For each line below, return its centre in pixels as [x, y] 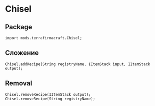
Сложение [22, 53]
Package [19, 27]
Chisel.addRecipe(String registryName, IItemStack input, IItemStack [78, 64]
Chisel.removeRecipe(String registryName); [50, 99]
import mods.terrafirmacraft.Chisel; [44, 38]
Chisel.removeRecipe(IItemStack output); [48, 94]
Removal [19, 83]
